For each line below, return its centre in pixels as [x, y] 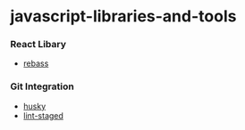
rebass [36, 63]
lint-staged [43, 115]
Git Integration [42, 86]
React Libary [38, 45]
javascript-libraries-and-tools [123, 16]
